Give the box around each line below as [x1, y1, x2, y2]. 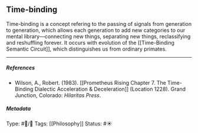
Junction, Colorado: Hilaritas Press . [14, 91, 101, 99]
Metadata [6, 105, 31, 112]
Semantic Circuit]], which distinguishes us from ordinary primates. [6, 45, 167, 52]
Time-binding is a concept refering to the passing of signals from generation [6, 20, 192, 27]
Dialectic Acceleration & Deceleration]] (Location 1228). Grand [34, 85, 186, 92]
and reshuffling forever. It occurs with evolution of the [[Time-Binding [6, 39, 175, 46]
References [6, 64, 35, 71]
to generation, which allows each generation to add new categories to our [6, 26, 186, 34]
